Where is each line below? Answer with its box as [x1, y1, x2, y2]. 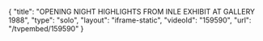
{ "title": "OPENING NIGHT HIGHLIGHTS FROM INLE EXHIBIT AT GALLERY [8, 7, 256, 16]
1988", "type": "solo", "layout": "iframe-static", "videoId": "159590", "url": [8, 15, 252, 25]
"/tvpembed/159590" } [8, 24, 84, 33]
